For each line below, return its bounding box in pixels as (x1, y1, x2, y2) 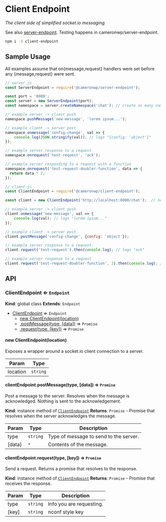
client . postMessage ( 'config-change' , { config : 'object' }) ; (5, 234, 129, 239)
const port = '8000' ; (5, 94, 50, 99)
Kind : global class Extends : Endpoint (5, 300, 81, 306)
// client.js (5, 184, 32, 189)
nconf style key (47, 509, 84, 516)
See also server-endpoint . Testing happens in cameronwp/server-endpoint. (5, 29, 159, 35)
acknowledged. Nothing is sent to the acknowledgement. (5, 398, 122, 404)
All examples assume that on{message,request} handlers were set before (5, 66, 155, 72)
